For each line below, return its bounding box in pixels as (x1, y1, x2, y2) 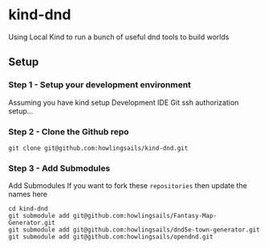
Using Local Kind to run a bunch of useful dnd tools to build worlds (8, 32, 229, 42)
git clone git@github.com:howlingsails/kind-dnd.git (8, 144, 189, 152)
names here (8, 190, 48, 199)
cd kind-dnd (8, 205, 48, 213)
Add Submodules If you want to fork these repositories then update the (8, 181, 247, 191)
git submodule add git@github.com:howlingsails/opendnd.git (8, 233, 214, 241)
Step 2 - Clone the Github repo (8, 126, 130, 137)
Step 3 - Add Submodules (8, 163, 111, 174)
